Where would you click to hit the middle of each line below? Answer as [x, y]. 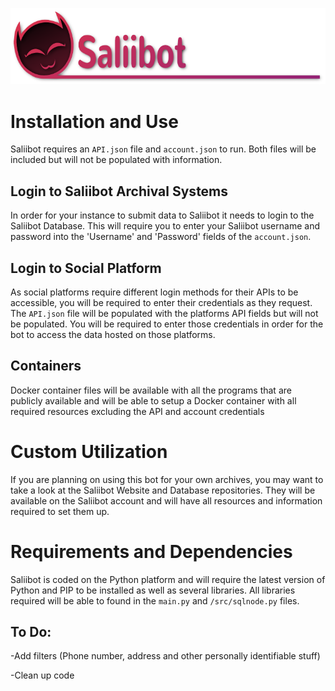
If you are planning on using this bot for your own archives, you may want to [167, 479]
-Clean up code [42, 675]
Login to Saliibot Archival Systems [119, 191]
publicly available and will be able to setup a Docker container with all [153, 400]
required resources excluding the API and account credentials [137, 411]
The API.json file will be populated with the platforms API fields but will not [164, 313]
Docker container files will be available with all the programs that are [151, 390]
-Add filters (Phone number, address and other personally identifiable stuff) [165, 656]
